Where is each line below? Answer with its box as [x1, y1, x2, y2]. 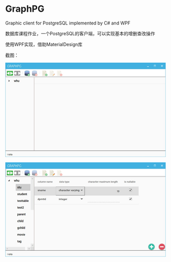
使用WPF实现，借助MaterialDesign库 [5, 41, 83, 47]
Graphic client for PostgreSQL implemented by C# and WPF [5, 20, 131, 26]
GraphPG [5, 3, 45, 15]
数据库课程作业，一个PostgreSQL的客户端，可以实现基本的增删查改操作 [5, 30, 155, 36]
